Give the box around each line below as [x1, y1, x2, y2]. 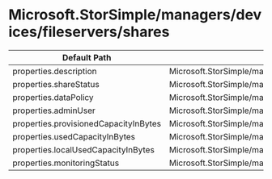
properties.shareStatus [12, 78, 100, 89]
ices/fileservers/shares [8, 23, 170, 41]
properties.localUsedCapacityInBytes [12, 144, 155, 155]
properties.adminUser [12, 105, 96, 116]
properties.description [12, 65, 97, 77]
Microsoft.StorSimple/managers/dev [8, 6, 262, 24]
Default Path [62, 52, 112, 63]
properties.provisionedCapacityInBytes [12, 118, 162, 129]
